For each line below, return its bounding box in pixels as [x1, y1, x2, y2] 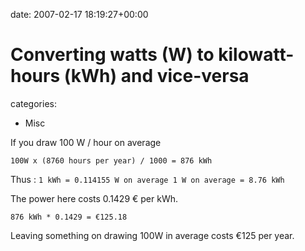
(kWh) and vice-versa [63, 65, 250, 88]
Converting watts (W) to [10, 44, 215, 66]
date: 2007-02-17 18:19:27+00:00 [10, 9, 149, 20]
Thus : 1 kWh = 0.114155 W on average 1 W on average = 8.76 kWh [10, 173, 285, 185]
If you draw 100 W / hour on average [10, 136, 162, 148]
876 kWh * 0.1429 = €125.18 [10, 212, 128, 222]
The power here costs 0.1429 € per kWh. [10, 192, 179, 204]
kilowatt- [218, 44, 295, 66]
